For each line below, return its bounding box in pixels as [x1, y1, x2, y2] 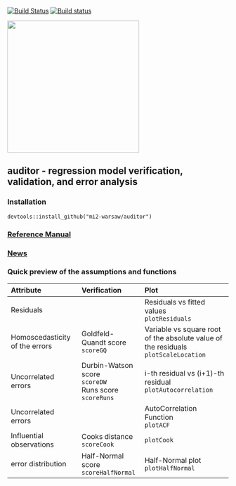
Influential [11, 430, 44, 440]
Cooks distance [81, 431, 133, 441]
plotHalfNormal [144, 464, 195, 472]
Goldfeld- [81, 328, 114, 338]
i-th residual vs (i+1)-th [144, 368, 225, 378]
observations [11, 440, 54, 449]
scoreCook [81, 440, 114, 448]
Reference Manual [7, 229, 72, 239]
